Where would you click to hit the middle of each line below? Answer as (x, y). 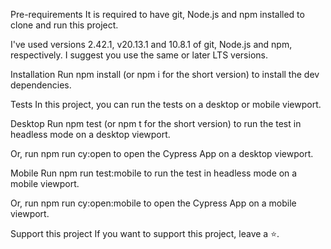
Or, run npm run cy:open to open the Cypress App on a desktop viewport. (162, 153)
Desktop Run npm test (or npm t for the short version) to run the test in (156, 123)
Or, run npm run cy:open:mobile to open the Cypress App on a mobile (153, 203)
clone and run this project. (64, 25)
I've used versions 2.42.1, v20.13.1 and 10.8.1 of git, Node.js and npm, (151, 44)
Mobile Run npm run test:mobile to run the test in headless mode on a (154, 173)
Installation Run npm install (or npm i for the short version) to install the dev (165, 74)
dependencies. (41, 85)
